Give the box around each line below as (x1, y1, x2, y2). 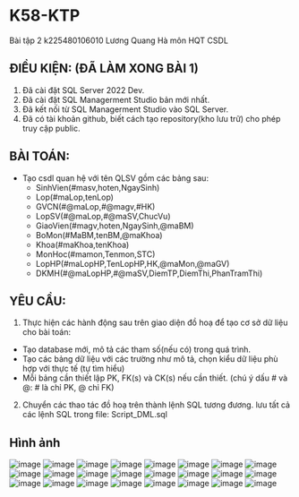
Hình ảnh (9, 435, 61, 450)
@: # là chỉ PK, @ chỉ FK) (21, 382, 115, 393)
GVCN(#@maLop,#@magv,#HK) (35, 201, 156, 211)
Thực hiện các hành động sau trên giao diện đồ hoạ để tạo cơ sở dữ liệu (21, 317, 288, 328)
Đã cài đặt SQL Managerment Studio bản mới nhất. (21, 94, 210, 105)
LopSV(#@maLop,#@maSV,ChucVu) (35, 210, 171, 221)
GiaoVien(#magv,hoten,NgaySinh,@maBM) (35, 220, 194, 231)
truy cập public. (21, 123, 81, 133)
